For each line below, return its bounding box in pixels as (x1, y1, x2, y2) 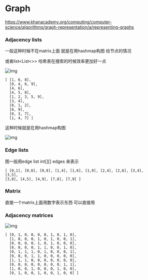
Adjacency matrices (5, 212, 53, 219)
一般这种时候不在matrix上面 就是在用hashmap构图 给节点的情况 (5, 48, 132, 54)
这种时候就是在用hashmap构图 (5, 125, 66, 131)
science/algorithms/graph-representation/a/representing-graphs (5, 24, 134, 30)
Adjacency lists (5, 36, 42, 43)
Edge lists (5, 147, 29, 154)
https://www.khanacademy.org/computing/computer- (5, 19, 112, 25)
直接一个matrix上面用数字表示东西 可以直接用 (5, 199, 95, 205)
